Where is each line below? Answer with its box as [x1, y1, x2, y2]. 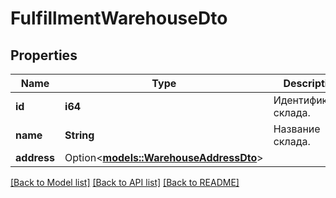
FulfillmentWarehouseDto [10, 7, 228, 30]
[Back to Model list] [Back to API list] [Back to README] [10, 177, 240, 188]
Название [273, 122, 321, 136]
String [64, 128, 95, 142]
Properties [10, 47, 78, 64]
